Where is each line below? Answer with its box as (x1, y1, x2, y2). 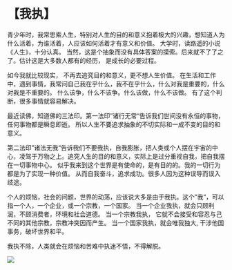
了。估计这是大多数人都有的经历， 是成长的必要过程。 (7, 56, 160, 64)
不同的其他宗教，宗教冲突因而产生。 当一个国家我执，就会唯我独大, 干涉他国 (7, 218, 224, 226)
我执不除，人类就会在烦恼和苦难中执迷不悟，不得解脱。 (7, 242, 164, 250)
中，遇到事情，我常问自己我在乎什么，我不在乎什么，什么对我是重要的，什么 (7, 79, 225, 88)
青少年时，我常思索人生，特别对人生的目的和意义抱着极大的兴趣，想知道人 (7, 30, 219, 39)
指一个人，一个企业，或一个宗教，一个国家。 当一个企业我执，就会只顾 (7, 201, 209, 209)
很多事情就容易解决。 (19, 97, 80, 105)
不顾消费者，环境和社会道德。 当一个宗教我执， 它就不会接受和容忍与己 (19, 210, 222, 218)
